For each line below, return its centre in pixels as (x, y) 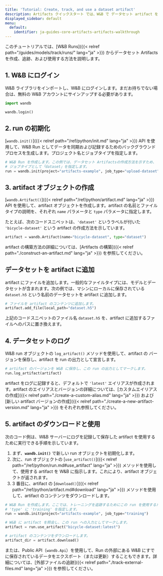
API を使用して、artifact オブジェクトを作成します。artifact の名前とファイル (81, 205)
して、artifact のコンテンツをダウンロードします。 (62, 495)
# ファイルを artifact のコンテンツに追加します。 (50, 304)
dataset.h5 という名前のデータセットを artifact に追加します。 (67, 295)
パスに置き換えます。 (43, 324)
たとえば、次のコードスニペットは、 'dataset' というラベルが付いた (73, 222)
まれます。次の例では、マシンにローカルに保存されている (88, 288)
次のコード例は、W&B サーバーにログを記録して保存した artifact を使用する (80, 437)
